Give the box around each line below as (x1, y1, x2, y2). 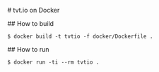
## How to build (7, 20, 54, 27)
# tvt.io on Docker (7, 6, 60, 14)
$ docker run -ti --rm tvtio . (7, 59, 100, 66)
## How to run (7, 45, 49, 53)
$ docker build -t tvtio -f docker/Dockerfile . (7, 33, 153, 40)
